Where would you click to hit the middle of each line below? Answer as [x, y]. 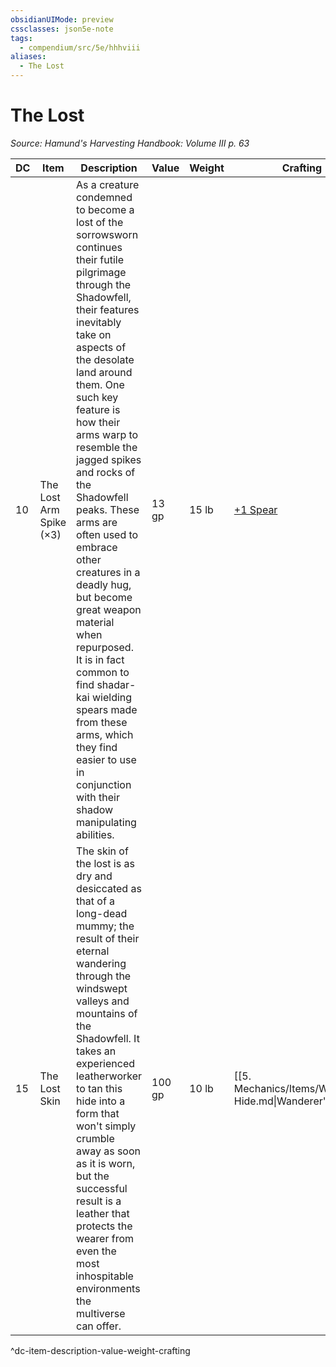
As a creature [108, 184]
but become [104, 597]
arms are [97, 522]
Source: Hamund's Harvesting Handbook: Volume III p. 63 [130, 143]
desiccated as [109, 888]
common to [103, 672]
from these [102, 722]
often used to [107, 534]
